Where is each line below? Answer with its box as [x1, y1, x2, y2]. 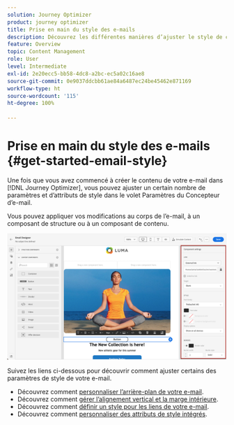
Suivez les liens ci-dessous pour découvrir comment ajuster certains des [7, 367, 217, 375]
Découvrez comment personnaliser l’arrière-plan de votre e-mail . [17, 388, 204, 396]
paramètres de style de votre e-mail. [7, 374, 112, 382]
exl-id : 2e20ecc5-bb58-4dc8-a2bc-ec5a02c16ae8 [7, 70, 145, 77]
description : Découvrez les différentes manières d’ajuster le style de [7, 34, 223, 41]
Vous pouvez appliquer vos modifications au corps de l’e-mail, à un [7, 212, 201, 220]
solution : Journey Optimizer [7, 11, 92, 18]
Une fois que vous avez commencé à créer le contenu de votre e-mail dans [7, 175, 224, 185]
